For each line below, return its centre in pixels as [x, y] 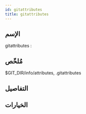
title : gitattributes [27, 14]
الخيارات [17, 105]
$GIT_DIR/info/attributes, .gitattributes [43, 73]
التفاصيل [17, 88]
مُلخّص [14, 61]
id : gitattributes [24, 10]
